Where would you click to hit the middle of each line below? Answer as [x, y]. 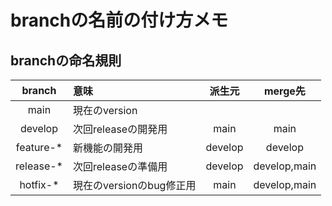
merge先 [284, 91]
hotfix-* [39, 184]
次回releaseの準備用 [120, 166]
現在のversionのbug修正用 [134, 185]
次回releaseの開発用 [120, 129]
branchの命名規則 [66, 60]
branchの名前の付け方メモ [119, 20]
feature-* [39, 147]
